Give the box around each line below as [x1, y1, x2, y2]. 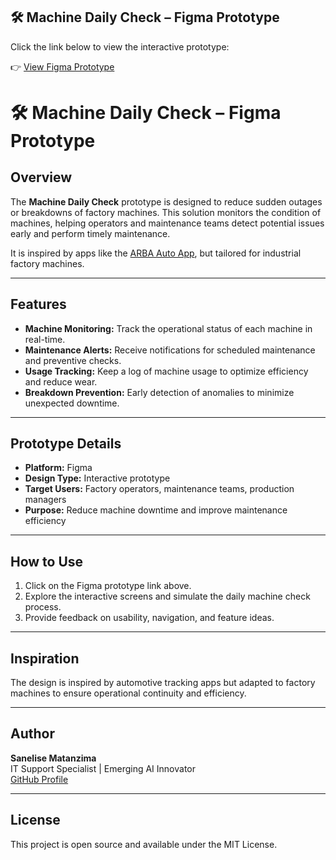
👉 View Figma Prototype [10, 60, 115, 73]
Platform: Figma [24, 462, 93, 474]
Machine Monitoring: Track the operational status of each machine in [24, 322, 313, 334]
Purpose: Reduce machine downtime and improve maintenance [24, 504, 288, 516]
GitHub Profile [10, 773, 69, 785]
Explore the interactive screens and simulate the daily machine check [24, 590, 311, 603]
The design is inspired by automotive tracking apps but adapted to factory [10, 677, 316, 689]
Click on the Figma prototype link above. [24, 580, 192, 592]
